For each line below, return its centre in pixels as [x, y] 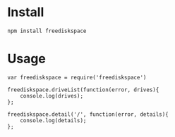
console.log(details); [53, 120]
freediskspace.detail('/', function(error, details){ [88, 114]
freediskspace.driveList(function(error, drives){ [83, 90]
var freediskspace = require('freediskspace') [77, 77]
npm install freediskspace [47, 31]
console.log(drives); [52, 96]
